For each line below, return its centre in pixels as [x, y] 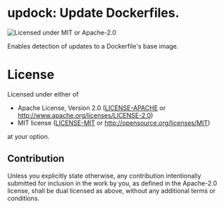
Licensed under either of [43, 94]
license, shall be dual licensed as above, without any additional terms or [112, 190]
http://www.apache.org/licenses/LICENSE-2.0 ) [85, 115]
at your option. [29, 136]
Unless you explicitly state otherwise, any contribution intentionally [104, 176]
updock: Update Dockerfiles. [93, 13]
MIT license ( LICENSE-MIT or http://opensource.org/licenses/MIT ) [114, 123]
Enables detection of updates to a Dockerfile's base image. [93, 46]
